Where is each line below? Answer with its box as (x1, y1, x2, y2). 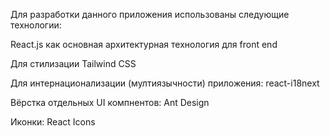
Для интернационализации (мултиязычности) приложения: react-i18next (10, 77, 320, 89)
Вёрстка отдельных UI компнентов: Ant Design (10, 97, 210, 108)
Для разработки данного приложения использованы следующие (10, 9, 290, 20)
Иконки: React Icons (10, 116, 96, 128)
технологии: (10, 19, 62, 31)
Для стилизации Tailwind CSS (10, 58, 137, 69)
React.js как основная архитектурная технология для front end (10, 39, 278, 50)
